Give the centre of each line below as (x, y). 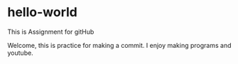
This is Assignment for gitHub (51, 32)
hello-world (43, 12)
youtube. (20, 53)
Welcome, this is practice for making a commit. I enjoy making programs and (119, 45)
